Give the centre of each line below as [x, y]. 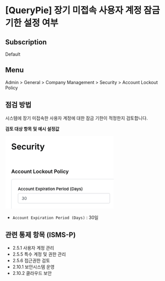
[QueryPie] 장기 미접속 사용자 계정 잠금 [83, 10]
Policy [12, 88]
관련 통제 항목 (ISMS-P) [41, 235]
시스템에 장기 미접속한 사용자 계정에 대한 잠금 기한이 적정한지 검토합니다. [76, 118]
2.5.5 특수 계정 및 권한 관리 [39, 254]
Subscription [26, 42]
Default [13, 54]
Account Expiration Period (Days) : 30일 [56, 217]
